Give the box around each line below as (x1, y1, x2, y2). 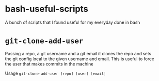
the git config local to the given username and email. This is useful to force (5, 56, 155, 62)
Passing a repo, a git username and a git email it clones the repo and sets (5, 50, 152, 56)
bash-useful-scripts (5, 3, 89, 15)
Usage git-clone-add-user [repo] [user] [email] (5, 70, 106, 76)
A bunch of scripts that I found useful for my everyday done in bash (5, 19, 140, 25)
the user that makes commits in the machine (5, 61, 94, 66)
